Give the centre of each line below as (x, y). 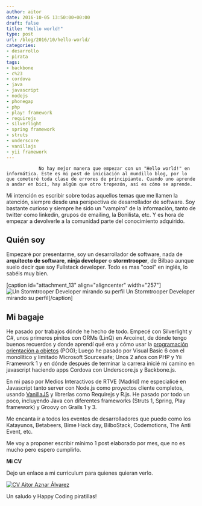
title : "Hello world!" (35, 29)
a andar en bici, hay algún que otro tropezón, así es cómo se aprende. (99, 184)
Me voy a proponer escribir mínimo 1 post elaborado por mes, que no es (96, 443)
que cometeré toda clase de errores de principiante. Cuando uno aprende (101, 179)
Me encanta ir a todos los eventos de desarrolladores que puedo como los (99, 419)
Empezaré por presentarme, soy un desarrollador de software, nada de (94, 254)
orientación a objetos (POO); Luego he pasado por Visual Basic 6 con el (96, 351)
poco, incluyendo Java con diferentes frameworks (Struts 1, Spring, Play (96, 401)
